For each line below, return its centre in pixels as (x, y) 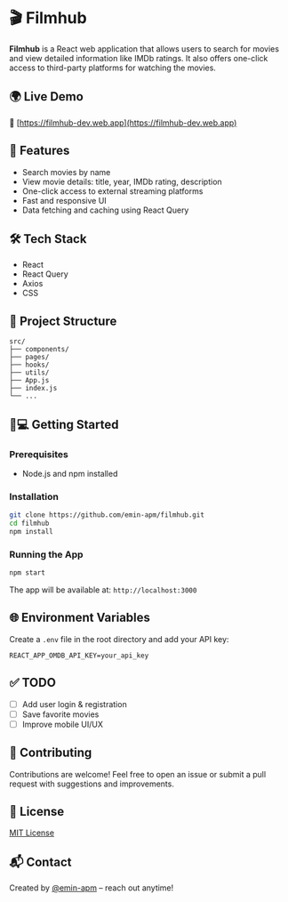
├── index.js (33, 389)
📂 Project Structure (63, 321)
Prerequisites (39, 454)
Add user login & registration (74, 704)
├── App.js (29, 381)
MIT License (32, 833)
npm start (28, 573)
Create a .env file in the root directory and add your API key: (119, 639)
